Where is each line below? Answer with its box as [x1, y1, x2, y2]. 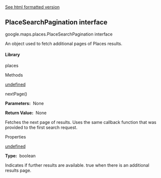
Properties [5, 134, 26, 140]
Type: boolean [5, 153, 36, 159]
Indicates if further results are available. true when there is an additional [5, 162, 150, 168]
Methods [5, 72, 23, 78]
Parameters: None [5, 100, 44, 106]
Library [5, 52, 20, 58]
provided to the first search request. [5, 124, 78, 131]
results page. [5, 168, 32, 174]
